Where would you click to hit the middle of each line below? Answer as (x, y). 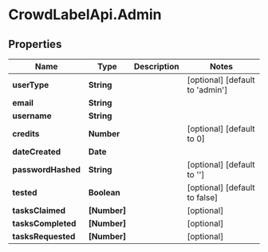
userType (31, 85)
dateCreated (37, 152)
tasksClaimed (39, 211)
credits (26, 134)
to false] (202, 197)
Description (157, 67)
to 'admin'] (207, 90)
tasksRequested (44, 236)
